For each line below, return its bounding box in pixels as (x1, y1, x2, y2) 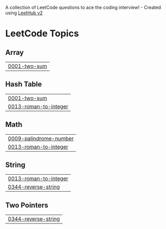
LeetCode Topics (5, 28, 79, 39)
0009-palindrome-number (8, 135, 74, 142)
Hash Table (5, 80, 42, 89)
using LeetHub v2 (5, 10, 43, 16)
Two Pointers (5, 201, 49, 210)
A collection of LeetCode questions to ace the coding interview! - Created (5, 5, 161, 10)
